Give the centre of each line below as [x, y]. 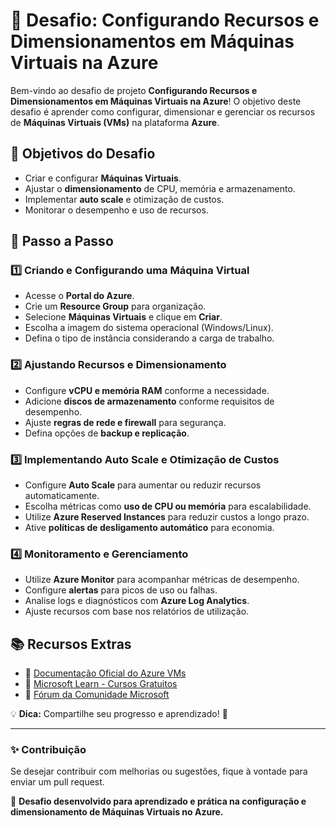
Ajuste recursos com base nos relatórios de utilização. [137, 611]
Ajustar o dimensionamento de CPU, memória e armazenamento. [160, 188]
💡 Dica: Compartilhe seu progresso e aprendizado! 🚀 [119, 714]
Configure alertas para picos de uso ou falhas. [121, 590]
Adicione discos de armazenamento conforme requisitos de [149, 401]
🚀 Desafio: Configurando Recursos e [165, 20]
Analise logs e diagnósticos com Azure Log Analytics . [137, 601]
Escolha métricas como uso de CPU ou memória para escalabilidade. [168, 506]
